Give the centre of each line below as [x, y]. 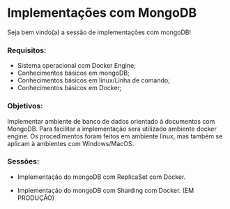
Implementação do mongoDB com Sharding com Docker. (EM [106, 190]
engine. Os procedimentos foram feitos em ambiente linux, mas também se [115, 136]
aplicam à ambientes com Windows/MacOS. [71, 143]
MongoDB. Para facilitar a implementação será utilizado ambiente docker [112, 129]
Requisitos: [27, 50]
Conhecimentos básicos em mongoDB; [74, 73]
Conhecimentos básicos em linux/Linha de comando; [94, 80]
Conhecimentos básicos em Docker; [69, 88]
